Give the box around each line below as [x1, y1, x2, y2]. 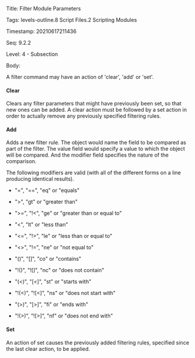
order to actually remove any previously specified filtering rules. [6, 112, 161, 120]
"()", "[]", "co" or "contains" [14, 256, 81, 263]
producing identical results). [6, 175, 75, 183]
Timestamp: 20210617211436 [6, 28, 77, 35]
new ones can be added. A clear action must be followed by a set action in [6, 106, 187, 114]
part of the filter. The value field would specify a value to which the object [6, 145, 186, 153]
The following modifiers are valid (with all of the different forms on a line [6, 169, 181, 176]
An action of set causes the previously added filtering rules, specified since [6, 339, 190, 346]
